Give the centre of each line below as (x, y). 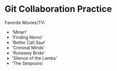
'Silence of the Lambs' (34, 58)
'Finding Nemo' (27, 37)
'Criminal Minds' (28, 47)
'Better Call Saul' (29, 42)
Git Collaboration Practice (58, 9)
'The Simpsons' (28, 63)
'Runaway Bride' (28, 53)
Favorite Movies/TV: (25, 23)
